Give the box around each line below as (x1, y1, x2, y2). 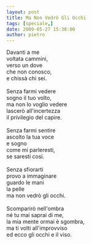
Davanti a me (6, 48, 40, 56)
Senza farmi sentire (6, 127, 56, 134)
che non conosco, (6, 68, 52, 75)
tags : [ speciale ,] (6, 20, 53, 26)
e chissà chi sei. (6, 75, 47, 82)
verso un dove (6, 62, 43, 69)
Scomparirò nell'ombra (6, 205, 64, 212)
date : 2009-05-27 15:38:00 (6, 26, 75, 32)
